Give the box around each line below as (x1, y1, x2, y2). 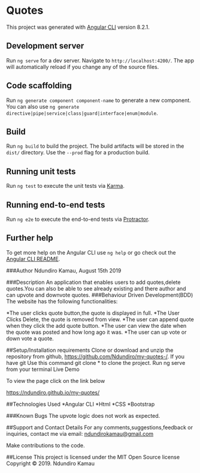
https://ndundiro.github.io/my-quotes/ (6, 388, 100, 396)
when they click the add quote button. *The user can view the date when (6, 322, 187, 329)
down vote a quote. (6, 334, 54, 342)
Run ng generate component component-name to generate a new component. (6, 97, 192, 104)
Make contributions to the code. (6, 442, 85, 449)
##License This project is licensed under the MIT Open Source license (6, 453, 180, 460)
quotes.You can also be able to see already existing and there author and (6, 285, 187, 292)
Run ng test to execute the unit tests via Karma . (6, 182, 125, 190)
